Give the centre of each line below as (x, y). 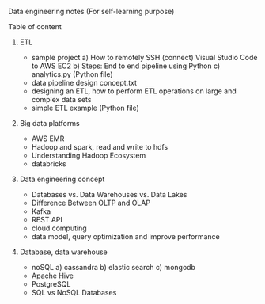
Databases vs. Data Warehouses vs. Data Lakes (109, 194)
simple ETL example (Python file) (85, 108)
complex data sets (61, 99)
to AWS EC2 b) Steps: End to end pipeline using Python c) (126, 66)
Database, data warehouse (64, 252)
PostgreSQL (51, 284)
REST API (47, 220)
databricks (49, 164)
